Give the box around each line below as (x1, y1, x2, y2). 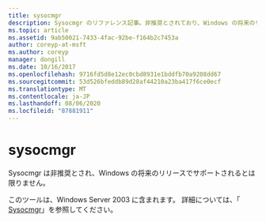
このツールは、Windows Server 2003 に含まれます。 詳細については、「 (8, 194, 241, 204)
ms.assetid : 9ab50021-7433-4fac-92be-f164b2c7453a (8, 33, 179, 42)
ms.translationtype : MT (8, 85, 87, 93)
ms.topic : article (8, 26, 69, 34)
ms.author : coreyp (8, 48, 69, 56)
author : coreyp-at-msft (8, 41, 87, 49)
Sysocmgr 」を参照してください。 (8, 205, 117, 214)
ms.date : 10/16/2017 (8, 63, 77, 71)
